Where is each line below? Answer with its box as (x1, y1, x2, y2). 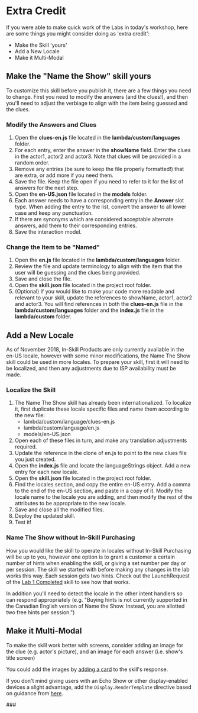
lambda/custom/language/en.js (23, 424, 100, 431)
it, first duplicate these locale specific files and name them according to (14, 405, 189, 412)
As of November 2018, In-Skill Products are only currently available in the (6, 346, 184, 353)
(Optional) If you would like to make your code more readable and (14, 288, 175, 295)
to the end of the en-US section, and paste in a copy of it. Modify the (14, 487, 183, 495)
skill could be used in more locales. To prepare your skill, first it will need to (6, 359, 189, 366)
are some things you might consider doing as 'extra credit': (6, 30, 150, 37)
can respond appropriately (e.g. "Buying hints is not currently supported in (6, 596, 187, 603)
